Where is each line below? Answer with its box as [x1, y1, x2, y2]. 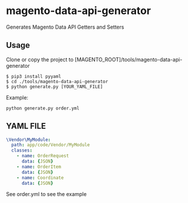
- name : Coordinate [16, 174, 64, 181]
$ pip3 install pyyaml [6, 73, 61, 80]
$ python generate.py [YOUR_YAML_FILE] [6, 84, 103, 90]
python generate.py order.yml [6, 105, 80, 111]
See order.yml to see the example [6, 191, 87, 198]
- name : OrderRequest [16, 153, 69, 159]
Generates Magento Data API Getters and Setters [6, 23, 124, 30]
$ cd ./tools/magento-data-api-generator [6, 78, 109, 84]
